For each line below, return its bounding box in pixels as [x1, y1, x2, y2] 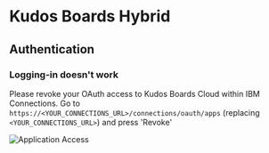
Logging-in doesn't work [9, 68, 118, 81]
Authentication [9, 42, 95, 57]
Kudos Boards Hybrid [9, 6, 171, 27]
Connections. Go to [9, 98, 80, 109]
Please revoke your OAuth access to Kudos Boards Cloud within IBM [9, 88, 260, 99]
